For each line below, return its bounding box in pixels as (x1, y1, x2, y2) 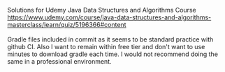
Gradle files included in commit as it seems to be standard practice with (7, 35, 214, 44)
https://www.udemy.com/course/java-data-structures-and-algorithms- (7, 13, 212, 21)
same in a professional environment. (7, 57, 112, 65)
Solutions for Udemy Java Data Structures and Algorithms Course (7, 6, 197, 14)
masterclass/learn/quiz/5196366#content (7, 21, 126, 28)
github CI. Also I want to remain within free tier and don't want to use (7, 43, 205, 51)
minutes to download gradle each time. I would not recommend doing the (7, 50, 219, 58)
